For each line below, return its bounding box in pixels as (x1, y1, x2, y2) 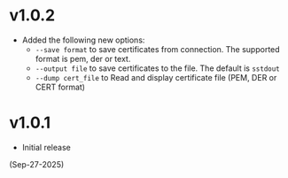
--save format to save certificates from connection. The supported (35, 43, 281, 54)
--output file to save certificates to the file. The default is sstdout (35, 63, 281, 74)
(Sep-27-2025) (9, 159, 65, 169)
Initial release (21, 142, 71, 152)
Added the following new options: (21, 35, 145, 45)
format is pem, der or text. (35, 53, 131, 64)
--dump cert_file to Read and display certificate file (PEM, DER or (35, 72, 277, 82)
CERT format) (35, 81, 86, 92)
